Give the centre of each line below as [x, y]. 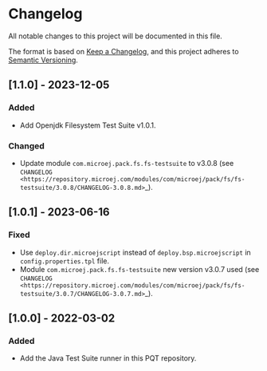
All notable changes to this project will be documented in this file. [116, 36]
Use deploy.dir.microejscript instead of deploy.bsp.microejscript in [135, 252]
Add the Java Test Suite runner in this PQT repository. [108, 358]
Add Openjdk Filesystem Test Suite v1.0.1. [88, 125]
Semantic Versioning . [43, 60]
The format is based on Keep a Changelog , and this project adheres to [124, 51]
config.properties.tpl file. [65, 261]
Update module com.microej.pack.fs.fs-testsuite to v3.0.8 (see [127, 163]
